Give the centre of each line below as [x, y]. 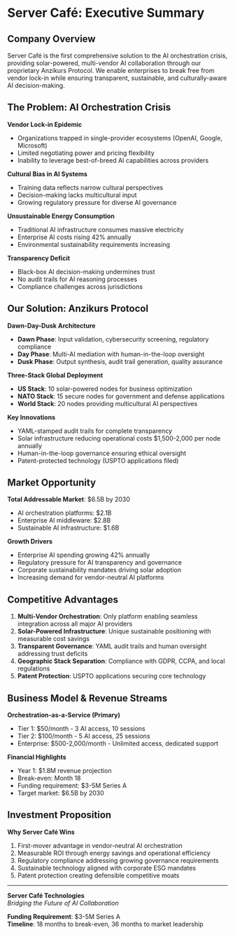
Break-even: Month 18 [49, 778]
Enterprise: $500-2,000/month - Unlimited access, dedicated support [118, 744]
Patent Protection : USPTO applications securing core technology [112, 676]
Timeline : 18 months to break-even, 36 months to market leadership [106, 924]
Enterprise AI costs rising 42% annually [74, 237]
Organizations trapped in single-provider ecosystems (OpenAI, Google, [120, 137]
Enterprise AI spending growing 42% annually [84, 555]
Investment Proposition [59, 815]
